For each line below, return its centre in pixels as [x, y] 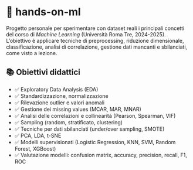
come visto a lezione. [32, 53]
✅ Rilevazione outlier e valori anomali [59, 103]
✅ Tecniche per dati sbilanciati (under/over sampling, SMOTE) [89, 129]
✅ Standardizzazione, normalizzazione [61, 96]
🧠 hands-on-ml [43, 12]
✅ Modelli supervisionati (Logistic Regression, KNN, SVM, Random [95, 142]
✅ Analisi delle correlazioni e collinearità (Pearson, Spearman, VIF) [95, 115]
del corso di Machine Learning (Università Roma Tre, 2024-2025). [86, 34]
